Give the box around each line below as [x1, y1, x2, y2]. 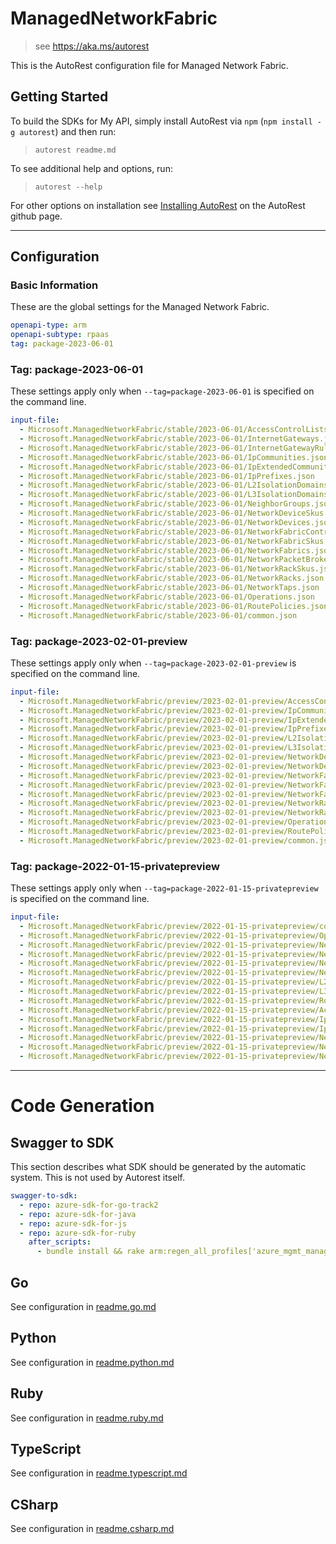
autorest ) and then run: [19, 125, 117, 137]
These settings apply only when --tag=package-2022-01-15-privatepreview [10, 882, 319, 894]
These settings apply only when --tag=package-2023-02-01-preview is [10, 657, 297, 669]
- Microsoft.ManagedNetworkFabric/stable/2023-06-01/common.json [19, 610, 298, 621]
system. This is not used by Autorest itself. [10, 1172, 185, 1184]
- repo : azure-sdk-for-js [19, 1218, 128, 1229]
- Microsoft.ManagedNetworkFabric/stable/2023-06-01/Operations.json [19, 592, 315, 602]
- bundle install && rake [36, 1247, 145, 1257]
